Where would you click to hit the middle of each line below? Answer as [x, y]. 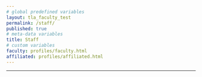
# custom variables [31, 46]
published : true [26, 29]
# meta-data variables [35, 34]
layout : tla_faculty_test [38, 17]
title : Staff [23, 40]
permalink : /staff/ [31, 23]
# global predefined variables [45, 12]
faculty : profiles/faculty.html [47, 51]
